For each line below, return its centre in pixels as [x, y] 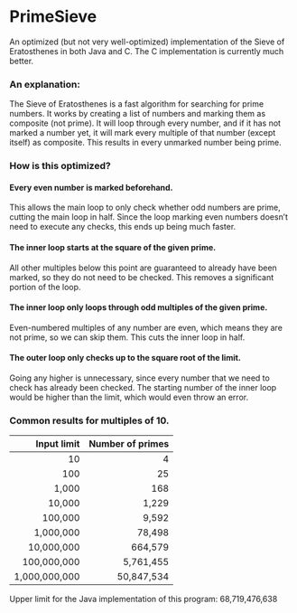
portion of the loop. [45, 287]
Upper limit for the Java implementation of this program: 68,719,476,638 [144, 599]
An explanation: [45, 84]
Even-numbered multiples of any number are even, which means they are [146, 327]
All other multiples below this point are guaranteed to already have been [143, 268]
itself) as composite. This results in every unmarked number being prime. [145, 143]
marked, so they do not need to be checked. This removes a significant [142, 277]
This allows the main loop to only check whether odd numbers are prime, [145, 207]
